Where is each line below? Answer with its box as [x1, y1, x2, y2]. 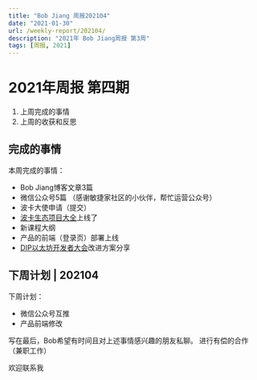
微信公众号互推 [19, 308, 70, 318]
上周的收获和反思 [19, 117, 77, 127]
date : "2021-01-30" [8, 19, 74, 27]
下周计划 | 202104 [8, 268, 99, 282]
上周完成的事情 [19, 107, 70, 116]
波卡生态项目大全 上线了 [19, 212, 98, 222]
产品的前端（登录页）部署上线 [19, 232, 119, 242]
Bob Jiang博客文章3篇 [19, 182, 94, 192]
